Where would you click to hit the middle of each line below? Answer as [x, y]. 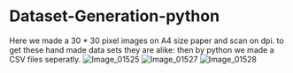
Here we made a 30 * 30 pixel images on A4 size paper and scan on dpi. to [147, 40]
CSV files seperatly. [45, 59]
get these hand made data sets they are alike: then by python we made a [142, 49]
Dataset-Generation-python [114, 16]
